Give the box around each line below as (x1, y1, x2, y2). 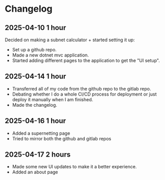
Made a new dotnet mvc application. (12, 52, 89, 58)
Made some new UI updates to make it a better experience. (12, 164, 137, 170)
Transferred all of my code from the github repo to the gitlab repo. (12, 85, 151, 92)
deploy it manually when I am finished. (12, 96, 93, 102)
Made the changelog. (12, 102, 57, 108)
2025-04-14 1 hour (5, 72, 66, 81)
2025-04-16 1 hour (5, 116, 66, 125)
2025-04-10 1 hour (5, 23, 66, 32)
